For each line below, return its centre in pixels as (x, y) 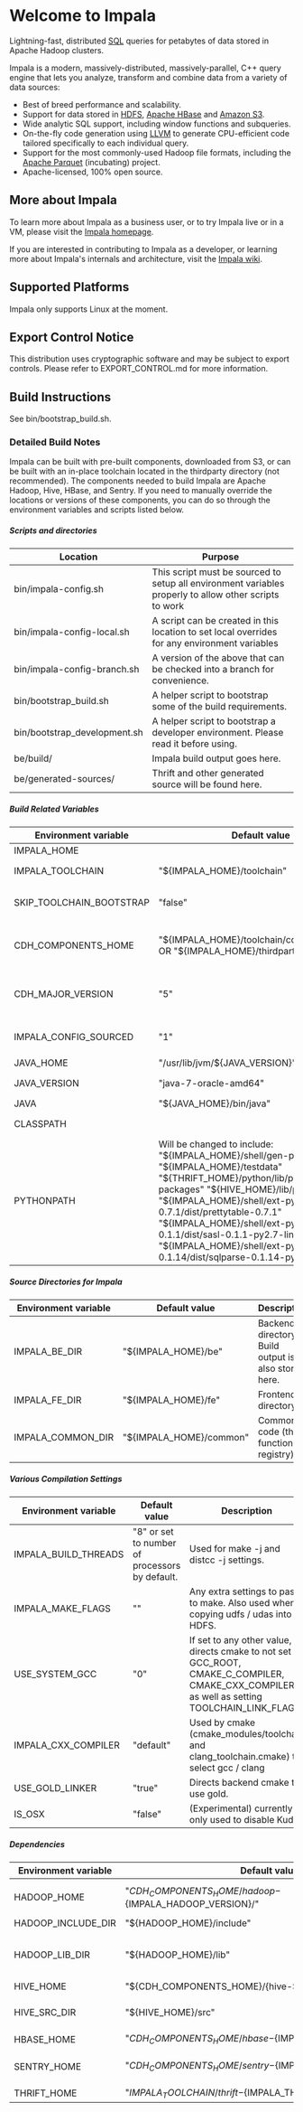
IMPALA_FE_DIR (48, 1400)
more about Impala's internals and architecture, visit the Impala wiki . (136, 258)
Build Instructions (60, 397)
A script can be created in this (216, 621)
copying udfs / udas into (240, 1614)
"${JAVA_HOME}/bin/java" (215, 1103)
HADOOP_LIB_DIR (52, 1955)
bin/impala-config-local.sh (72, 632)
